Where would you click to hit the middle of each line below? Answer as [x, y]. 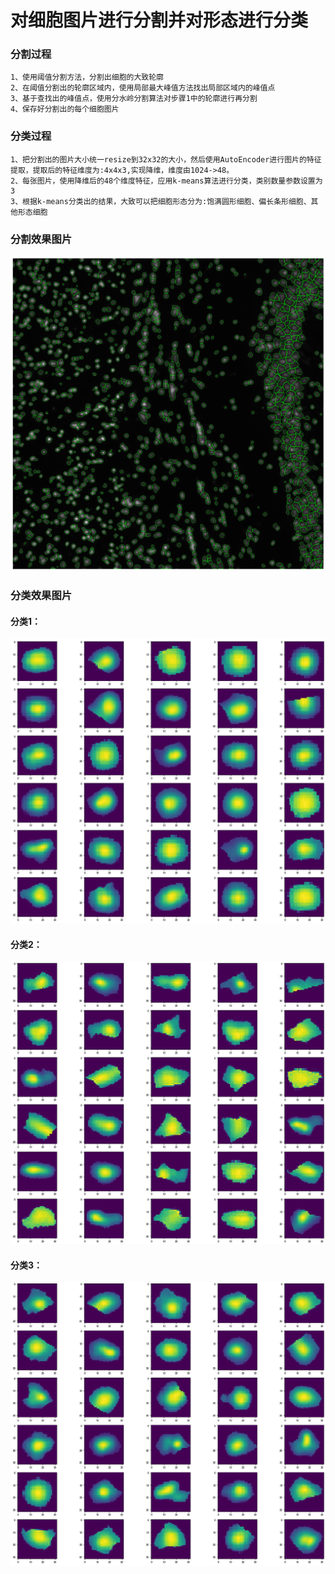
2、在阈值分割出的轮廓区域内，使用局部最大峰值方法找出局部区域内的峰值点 [143, 88]
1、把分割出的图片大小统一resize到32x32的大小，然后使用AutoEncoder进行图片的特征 [166, 159]
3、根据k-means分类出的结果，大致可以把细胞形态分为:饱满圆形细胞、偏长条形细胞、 [161, 201]
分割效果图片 [41, 239]
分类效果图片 [41, 595]
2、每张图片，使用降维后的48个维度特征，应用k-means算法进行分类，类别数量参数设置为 [166, 181]
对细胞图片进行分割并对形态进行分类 [159, 20]
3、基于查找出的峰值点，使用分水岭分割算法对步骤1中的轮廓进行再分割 [134, 99]
